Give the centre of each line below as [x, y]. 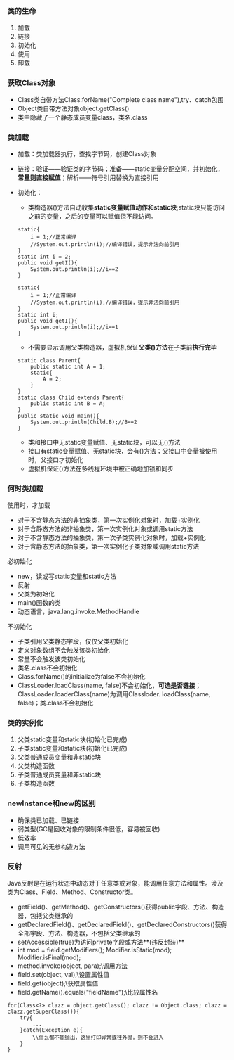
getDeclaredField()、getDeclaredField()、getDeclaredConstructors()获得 [122, 925]
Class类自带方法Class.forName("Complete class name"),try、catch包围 [121, 99]
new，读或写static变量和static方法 [67, 576]
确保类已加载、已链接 [48, 820]
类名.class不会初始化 [47, 668]
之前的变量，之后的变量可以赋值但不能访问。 [92, 216]
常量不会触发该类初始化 [51, 659]
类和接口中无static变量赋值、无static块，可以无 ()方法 [104, 442]
